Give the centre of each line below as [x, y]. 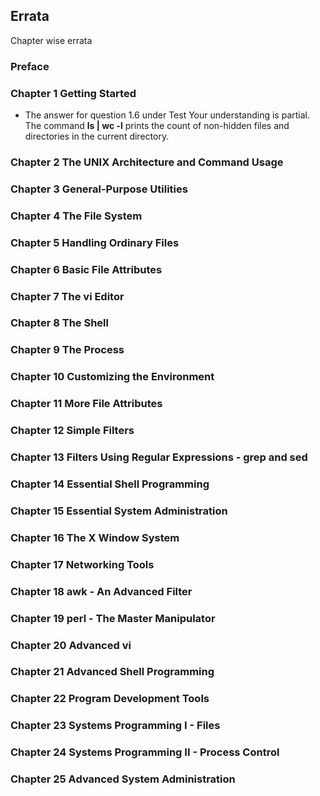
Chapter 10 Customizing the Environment [112, 377]
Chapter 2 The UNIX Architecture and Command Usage [147, 162]
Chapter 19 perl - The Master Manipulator [113, 618]
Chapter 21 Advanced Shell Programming [112, 672]
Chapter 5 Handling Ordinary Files [95, 242]
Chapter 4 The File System [76, 216]
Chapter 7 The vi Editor [67, 296]
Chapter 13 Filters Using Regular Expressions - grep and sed [159, 457]
